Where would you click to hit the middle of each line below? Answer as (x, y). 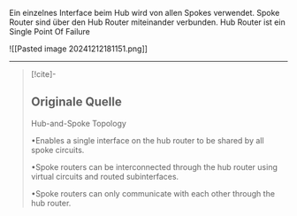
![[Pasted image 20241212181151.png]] (79, 49)
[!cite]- (43, 74)
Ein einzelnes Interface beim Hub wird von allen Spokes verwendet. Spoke (145, 13)
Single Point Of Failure (50, 31)
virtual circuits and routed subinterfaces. (105, 176)
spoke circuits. (57, 150)
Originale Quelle (76, 102)
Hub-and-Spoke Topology (78, 123)
